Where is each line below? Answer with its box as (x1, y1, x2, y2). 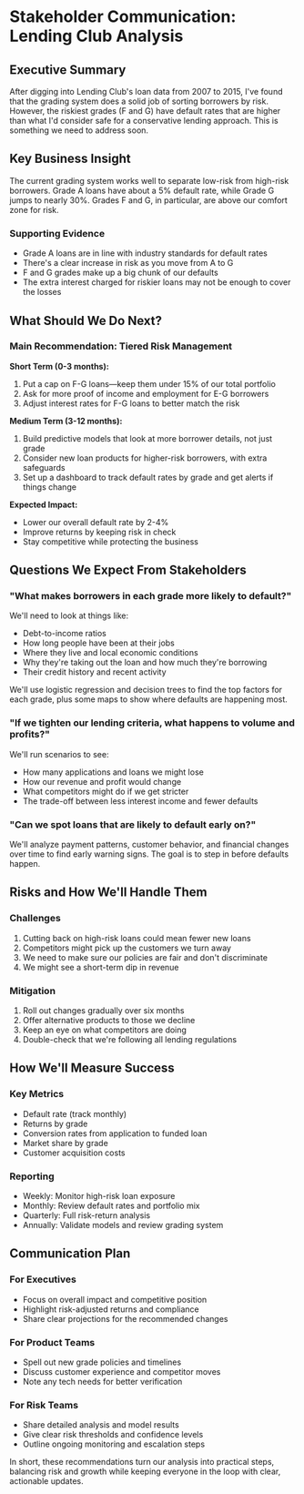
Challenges (9, 912, 61, 925)
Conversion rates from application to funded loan (22, 1127, 208, 1139)
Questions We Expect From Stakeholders (9, 563, 248, 578)
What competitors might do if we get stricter (22, 786, 189, 797)
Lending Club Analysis (9, 25, 184, 46)
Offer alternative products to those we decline (22, 1015, 196, 1026)
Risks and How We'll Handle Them (9, 885, 208, 900)
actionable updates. (9, 1476, 84, 1487)
